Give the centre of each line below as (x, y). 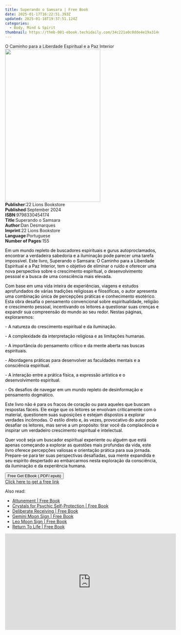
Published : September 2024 (33, 210)
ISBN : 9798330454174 (27, 215)
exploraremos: (20, 317)
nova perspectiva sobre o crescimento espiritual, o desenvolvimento (74, 271)
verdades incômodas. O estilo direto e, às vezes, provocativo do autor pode (81, 420)
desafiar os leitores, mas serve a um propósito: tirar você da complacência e (82, 425)
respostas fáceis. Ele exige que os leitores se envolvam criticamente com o (80, 410)
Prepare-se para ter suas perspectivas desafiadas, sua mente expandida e (80, 455)
